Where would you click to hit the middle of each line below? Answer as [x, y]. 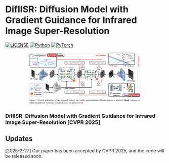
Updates [19, 138]
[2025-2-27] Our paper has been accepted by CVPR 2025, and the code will [85, 151]
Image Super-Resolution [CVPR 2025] [53, 122]
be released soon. [24, 156]
